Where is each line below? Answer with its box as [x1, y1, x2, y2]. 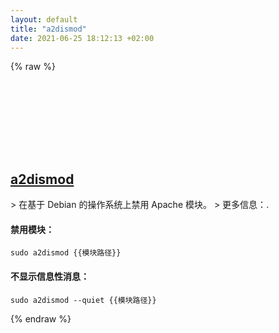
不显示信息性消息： [10, 270, 90, 282]
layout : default [10, 14, 78, 25]
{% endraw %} [10, 312, 72, 325]
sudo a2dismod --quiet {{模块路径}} [10, 295, 157, 305]
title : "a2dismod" [10, 24, 87, 34]
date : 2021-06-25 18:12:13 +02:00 [10, 33, 155, 43]
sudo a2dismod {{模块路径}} [10, 248, 122, 258]
